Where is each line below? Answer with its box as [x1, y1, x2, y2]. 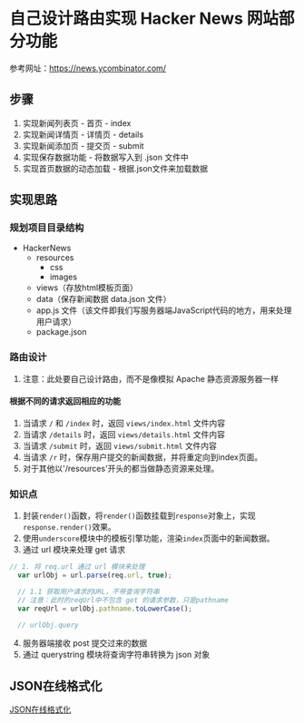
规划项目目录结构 [9, 221, 84, 234]
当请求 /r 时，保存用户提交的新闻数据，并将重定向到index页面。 [22, 451, 263, 463]
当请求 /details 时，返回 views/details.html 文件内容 [22, 428, 225, 440]
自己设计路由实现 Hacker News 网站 [9, 8, 279, 29]
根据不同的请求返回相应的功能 [9, 396, 121, 406]
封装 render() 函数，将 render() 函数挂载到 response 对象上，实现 [22, 510, 256, 522]
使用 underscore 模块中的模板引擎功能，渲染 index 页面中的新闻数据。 [22, 532, 275, 544]
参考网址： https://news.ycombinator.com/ [9, 63, 166, 73]
